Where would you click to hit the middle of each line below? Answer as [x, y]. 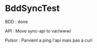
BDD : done [16, 22]
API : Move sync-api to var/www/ [38, 31]
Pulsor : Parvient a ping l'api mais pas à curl [49, 40]
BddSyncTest [32, 8]
